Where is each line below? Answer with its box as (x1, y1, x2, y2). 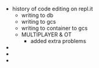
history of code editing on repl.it (12, 5, 94, 12)
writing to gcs (21, 18, 56, 25)
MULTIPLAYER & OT (21, 31, 72, 38)
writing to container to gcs (21, 24, 88, 32)
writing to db (21, 12, 54, 19)
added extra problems (30, 38, 87, 44)
